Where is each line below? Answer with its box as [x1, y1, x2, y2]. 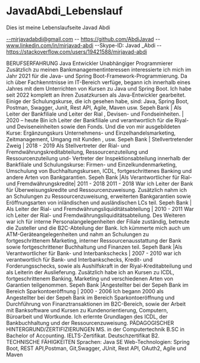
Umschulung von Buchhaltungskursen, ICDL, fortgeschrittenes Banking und [6, 167, 192, 174]
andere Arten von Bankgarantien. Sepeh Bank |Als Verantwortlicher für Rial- [6, 173, 192, 181]
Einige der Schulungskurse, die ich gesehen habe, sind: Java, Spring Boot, [6, 97, 189, 105]
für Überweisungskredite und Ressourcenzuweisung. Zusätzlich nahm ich [6, 186, 187, 193]
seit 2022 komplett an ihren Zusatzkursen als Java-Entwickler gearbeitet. [6, 91, 186, 98]
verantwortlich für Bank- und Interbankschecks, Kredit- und [6, 256, 153, 263]
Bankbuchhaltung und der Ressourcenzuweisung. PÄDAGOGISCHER [6, 319, 174, 326]
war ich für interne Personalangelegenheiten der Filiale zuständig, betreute [6, 218, 190, 225]
